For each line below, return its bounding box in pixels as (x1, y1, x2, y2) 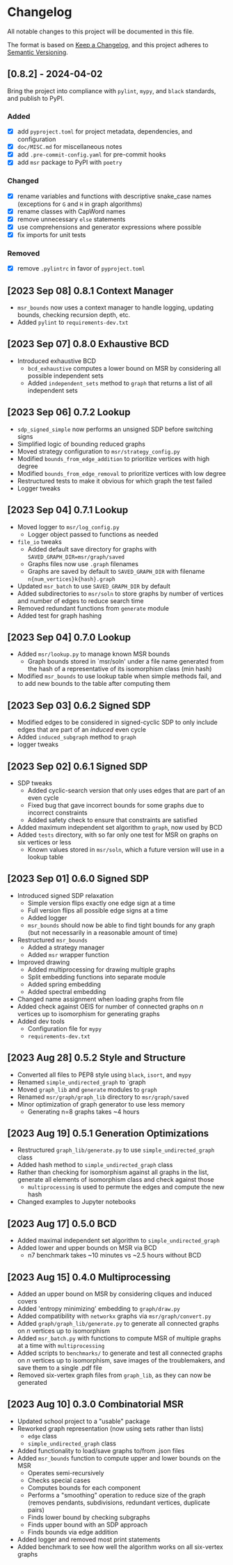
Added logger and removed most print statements (17, 1535, 161, 1543)
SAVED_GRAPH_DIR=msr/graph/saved (27, 554, 125, 561)
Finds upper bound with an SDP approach (27, 1520, 148, 1529)
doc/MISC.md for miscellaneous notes (17, 143, 122, 151)
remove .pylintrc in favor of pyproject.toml (17, 264, 145, 273)
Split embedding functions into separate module (27, 972, 166, 981)
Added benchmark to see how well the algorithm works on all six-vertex (17, 1542, 224, 1551)
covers (17, 1297, 38, 1306)
